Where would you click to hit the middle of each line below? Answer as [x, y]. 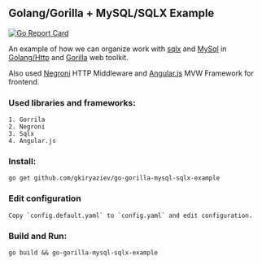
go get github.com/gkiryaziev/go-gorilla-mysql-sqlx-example [114, 178]
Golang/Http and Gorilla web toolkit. [68, 57]
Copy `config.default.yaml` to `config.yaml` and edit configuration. [131, 215]
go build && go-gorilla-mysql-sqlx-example [83, 253]
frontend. [24, 81]
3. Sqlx [22, 134]
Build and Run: [38, 236]
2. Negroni [27, 127]
